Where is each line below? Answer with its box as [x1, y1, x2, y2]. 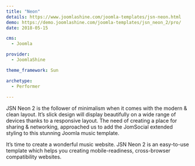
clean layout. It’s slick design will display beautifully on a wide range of [6, 111, 176, 118]
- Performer [11, 83, 41, 89]
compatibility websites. [6, 153, 62, 161]
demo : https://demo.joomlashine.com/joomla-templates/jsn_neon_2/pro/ [6, 19, 182, 25]
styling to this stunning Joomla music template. [6, 130, 120, 137]
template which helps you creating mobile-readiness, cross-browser [6, 147, 171, 154]
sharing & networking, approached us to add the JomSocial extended [6, 123, 173, 130]
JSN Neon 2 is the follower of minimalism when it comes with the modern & [6, 105, 187, 112]
